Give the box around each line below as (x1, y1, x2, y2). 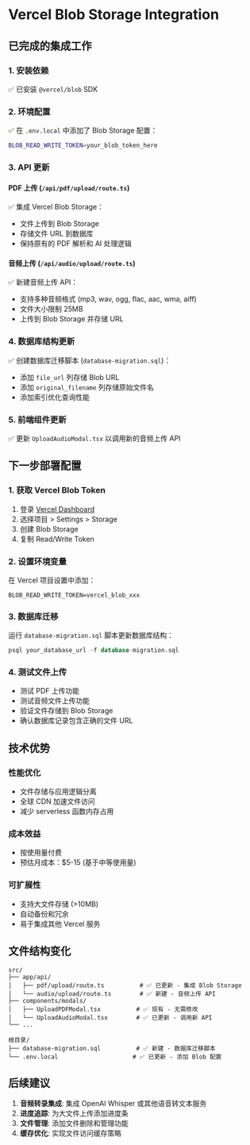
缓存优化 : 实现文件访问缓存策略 (19, 1128, 121, 1138)
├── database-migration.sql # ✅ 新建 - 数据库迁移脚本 (8, 1044, 216, 1052)
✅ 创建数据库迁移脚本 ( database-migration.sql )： (8, 355, 171, 365)
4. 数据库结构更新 (8, 336, 75, 347)
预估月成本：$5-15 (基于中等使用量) (19, 858, 137, 867)
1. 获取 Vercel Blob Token (8, 485, 106, 496)
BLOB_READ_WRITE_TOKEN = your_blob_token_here (8, 141, 158, 150)
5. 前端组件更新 (8, 414, 67, 425)
